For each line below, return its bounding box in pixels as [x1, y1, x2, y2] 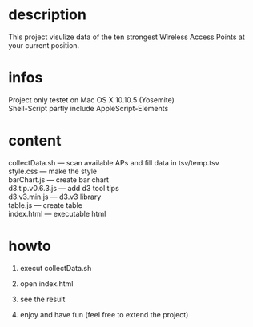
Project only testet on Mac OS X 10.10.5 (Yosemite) [8, 94, 175, 105]
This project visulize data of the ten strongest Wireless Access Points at [8, 32, 246, 42]
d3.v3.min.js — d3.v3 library [8, 192, 102, 201]
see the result [19, 294, 66, 304]
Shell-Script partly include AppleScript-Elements [8, 103, 169, 113]
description [8, 6, 86, 24]
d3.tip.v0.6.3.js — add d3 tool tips [8, 183, 120, 193]
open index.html [19, 278, 74, 289]
